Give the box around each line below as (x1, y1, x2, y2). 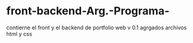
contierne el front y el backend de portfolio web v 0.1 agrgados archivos (6, 24, 188, 31)
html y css (6, 30, 32, 37)
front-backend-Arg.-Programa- (6, 4, 170, 18)
